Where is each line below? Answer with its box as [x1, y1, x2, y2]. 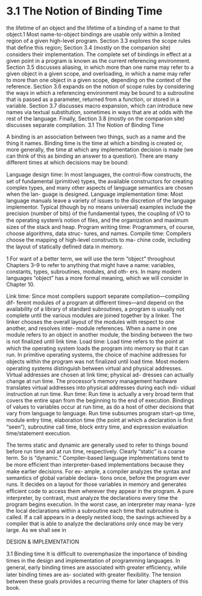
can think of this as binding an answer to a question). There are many [6, 152, 179, 160]
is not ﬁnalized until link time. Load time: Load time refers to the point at [6, 337, 184, 345]
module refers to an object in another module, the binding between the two [6, 331, 193, 338]
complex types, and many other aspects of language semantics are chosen [6, 184, 194, 191]
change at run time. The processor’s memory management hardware [6, 377, 177, 384]
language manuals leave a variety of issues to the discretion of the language [6, 196, 196, 204]
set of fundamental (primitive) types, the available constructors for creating [6, 177, 193, 185]
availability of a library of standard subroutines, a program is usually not [6, 305, 185, 313]
